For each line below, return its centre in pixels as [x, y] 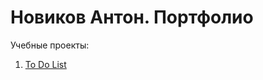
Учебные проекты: [50, 45]
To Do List [45, 64]
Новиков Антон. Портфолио [132, 17]
